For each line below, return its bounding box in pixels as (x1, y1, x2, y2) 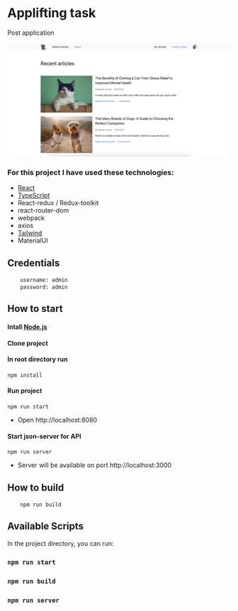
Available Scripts (7, 520, 84, 532)
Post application (7, 28, 55, 37)
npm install (7, 371, 42, 379)
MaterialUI (17, 236, 48, 245)
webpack (17, 214, 45, 223)
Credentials (7, 257, 60, 269)
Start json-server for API (7, 432, 81, 440)
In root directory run (7, 355, 68, 364)
